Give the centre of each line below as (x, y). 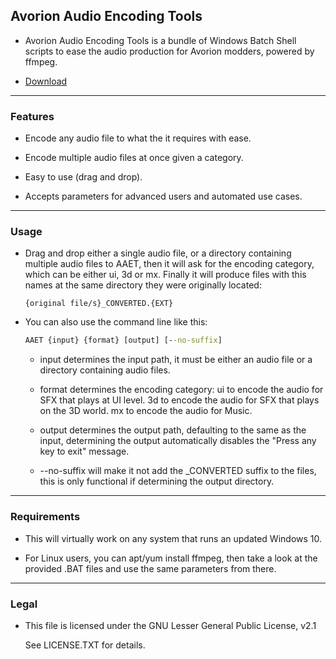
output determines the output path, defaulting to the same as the (173, 430)
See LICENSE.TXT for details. (85, 645)
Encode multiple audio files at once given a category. (134, 158)
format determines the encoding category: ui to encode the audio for (181, 390)
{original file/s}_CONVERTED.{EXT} (99, 304)
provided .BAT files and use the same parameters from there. (150, 568)
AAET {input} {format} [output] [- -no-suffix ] (123, 340)
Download (46, 81)
